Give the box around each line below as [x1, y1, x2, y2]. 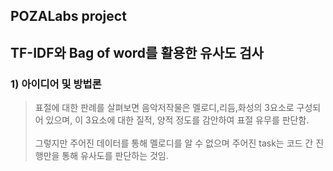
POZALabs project [10, 8, 127, 25]
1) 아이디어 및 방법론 [10, 77, 102, 91]
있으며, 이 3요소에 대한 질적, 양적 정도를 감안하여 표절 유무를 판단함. [45, 114, 310, 126]
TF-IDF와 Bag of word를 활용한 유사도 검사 [10, 44, 264, 61]
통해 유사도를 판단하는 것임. [61, 150, 169, 162]
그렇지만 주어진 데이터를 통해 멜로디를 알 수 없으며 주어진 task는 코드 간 [34, 137, 314, 149]
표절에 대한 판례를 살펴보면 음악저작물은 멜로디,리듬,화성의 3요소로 [34, 102, 295, 114]
